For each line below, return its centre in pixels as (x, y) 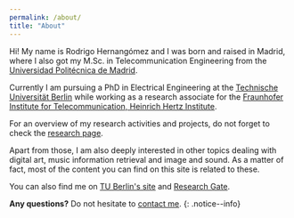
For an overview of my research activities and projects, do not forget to (139, 123)
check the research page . (57, 133)
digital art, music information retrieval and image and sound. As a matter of (147, 159)
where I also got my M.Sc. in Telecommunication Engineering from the (138, 61)
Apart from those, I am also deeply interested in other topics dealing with (143, 150)
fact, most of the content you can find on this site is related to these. (135, 169)
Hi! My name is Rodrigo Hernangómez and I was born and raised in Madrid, (147, 51)
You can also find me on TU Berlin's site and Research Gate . (120, 186)
